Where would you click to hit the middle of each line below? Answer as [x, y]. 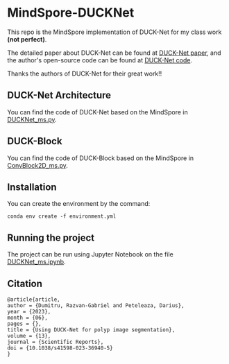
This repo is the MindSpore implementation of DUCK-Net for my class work [114, 32]
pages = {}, [24, 324]
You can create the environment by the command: [79, 204]
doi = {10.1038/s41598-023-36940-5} [60, 348]
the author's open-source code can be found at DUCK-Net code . [100, 60]
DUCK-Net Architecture [59, 95]
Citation [25, 283]
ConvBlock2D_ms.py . [37, 165]
